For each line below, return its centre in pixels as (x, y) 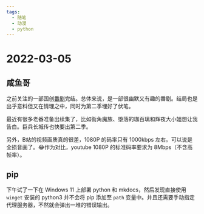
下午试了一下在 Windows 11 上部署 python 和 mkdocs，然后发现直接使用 (96, 190)
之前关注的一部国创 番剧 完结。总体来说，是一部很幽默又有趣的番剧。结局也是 (102, 98)
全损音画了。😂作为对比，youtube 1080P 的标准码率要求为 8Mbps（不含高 (100, 147)
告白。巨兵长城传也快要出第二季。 (49, 127)
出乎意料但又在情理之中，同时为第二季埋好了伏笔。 (70, 106)
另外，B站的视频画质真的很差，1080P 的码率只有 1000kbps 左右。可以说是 (100, 140)
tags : (13, 12)
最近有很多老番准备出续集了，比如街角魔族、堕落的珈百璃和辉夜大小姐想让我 (102, 119)
